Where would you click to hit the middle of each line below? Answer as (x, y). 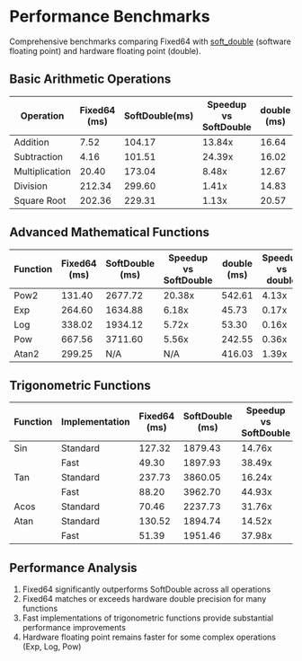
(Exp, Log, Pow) (52, 647)
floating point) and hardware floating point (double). (106, 50)
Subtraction (39, 156)
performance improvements (74, 628)
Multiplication (43, 171)
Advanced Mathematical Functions (109, 232)
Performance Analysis (73, 568)
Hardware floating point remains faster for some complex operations (149, 637)
